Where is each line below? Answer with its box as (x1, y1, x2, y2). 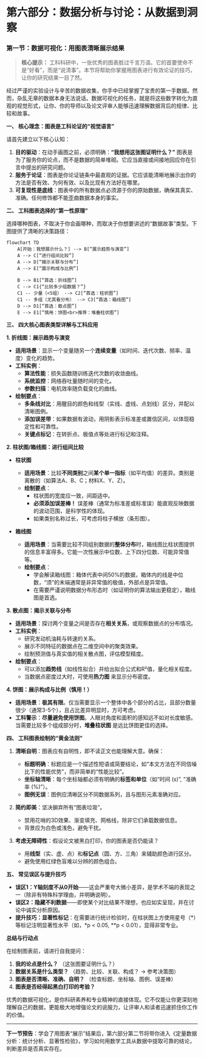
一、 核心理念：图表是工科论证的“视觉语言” (6, 123, 115, 130)
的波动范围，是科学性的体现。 (33, 507, 108, 514)
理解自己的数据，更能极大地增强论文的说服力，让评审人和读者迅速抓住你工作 (6, 1004, 198, 1011)
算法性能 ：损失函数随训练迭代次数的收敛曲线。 (24, 370, 141, 377)
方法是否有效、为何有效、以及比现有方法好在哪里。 (15, 179, 143, 186)
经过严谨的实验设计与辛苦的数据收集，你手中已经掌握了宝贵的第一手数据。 (6, 87, 192, 94)
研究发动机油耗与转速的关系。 (24, 635, 99, 642)
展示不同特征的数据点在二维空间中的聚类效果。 (24, 643, 141, 650)
